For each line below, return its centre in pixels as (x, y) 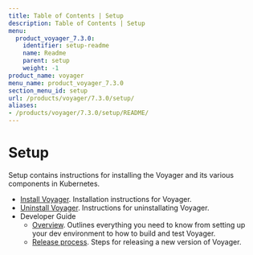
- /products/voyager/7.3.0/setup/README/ (79, 113)
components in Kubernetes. (54, 183)
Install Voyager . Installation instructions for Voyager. (106, 199)
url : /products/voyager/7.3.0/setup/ (71, 98)
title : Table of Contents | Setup (66, 16)
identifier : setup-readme (66, 46)
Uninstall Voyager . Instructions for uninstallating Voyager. (114, 208)
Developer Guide (48, 216)
